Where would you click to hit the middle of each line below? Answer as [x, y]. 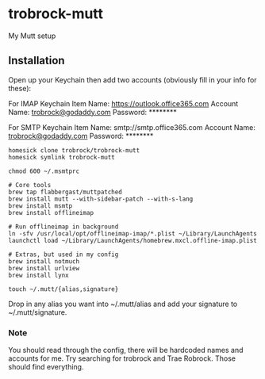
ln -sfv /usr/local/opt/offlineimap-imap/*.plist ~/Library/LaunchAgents [133, 234]
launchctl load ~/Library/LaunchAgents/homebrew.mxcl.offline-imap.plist [133, 240]
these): [20, 88]
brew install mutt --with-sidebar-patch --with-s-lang [101, 199]
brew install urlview [44, 268]
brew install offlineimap [51, 212]
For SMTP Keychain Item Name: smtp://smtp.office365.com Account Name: [132, 127]
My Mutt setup [32, 36]
